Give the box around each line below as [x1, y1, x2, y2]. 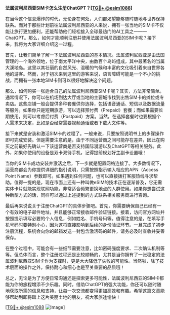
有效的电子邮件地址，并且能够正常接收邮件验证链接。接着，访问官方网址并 [9, 209, 165, 215]
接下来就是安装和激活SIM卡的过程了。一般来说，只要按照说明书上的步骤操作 [5, 130, 164, 136]
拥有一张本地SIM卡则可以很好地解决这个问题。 [18, 77, 115, 83]
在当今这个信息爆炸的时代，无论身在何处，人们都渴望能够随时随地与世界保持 [5, 16, 165, 22]
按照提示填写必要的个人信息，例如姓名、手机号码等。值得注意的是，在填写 [5, 216, 160, 221]
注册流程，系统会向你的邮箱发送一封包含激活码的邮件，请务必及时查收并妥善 [5, 228, 165, 234]
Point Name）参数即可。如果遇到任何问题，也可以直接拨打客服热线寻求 [5, 173, 154, 179]
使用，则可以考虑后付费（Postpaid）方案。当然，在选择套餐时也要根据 [9, 114, 157, 119]
